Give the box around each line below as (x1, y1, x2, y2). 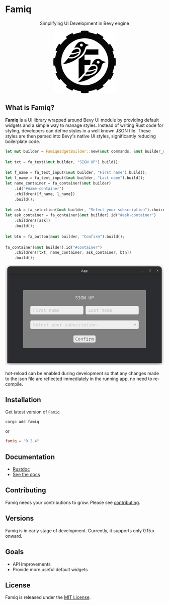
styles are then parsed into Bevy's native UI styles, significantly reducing (5, 133, 156, 139)
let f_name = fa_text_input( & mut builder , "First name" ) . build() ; (5, 170, 147, 175)
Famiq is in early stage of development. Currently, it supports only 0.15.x (5, 527, 155, 534)
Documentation (5, 452, 55, 461)
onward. (5, 533, 23, 539)
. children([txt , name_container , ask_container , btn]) (14, 250, 132, 255)
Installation (5, 395, 41, 404)
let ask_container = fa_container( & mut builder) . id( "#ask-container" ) (5, 213, 156, 218)
